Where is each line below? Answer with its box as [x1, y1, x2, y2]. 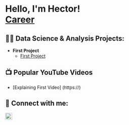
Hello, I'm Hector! [5, 3, 80, 15]
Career [5, 14, 35, 25]
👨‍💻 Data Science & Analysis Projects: [5, 34, 125, 43]
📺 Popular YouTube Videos [5, 68, 93, 77]
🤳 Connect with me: [5, 99, 68, 108]
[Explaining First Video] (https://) [12, 84, 81, 90]
